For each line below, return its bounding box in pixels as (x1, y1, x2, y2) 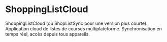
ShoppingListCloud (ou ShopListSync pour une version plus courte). (5, 20, 148, 26)
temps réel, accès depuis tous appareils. (5, 31, 90, 37)
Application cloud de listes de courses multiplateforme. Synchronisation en (5, 25, 162, 31)
